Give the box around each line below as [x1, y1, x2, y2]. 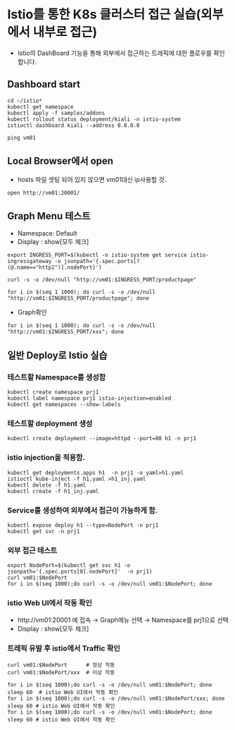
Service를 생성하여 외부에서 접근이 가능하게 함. [7, 505, 158, 515]
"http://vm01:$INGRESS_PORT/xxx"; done [7, 329, 125, 336]
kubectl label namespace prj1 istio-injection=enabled [7, 395, 172, 402]
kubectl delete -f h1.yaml [7, 481, 87, 489]
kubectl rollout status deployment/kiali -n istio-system [7, 116, 181, 123]
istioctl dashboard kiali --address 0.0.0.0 [7, 121, 140, 129]
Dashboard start [7, 78, 81, 90]
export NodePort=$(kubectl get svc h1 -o [7, 562, 131, 569]
